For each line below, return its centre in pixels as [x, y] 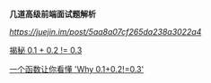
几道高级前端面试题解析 [53, 14]
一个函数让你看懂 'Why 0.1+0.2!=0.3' [77, 69]
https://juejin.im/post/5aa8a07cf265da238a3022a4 [105, 32]
